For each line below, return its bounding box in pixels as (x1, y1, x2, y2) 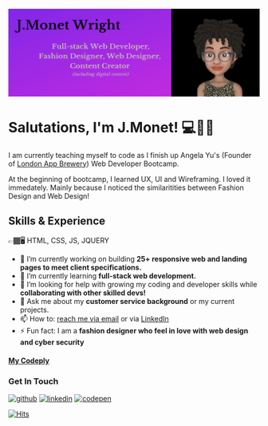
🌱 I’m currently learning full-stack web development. (19, 271, 197, 281)
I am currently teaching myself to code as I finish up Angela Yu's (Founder (8, 150, 252, 160)
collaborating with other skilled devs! (19, 288, 146, 298)
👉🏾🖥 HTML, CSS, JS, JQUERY (8, 236, 110, 246)
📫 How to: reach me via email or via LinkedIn (19, 314, 169, 324)
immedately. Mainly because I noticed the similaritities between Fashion (8, 183, 245, 192)
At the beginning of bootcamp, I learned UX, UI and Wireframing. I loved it (8, 174, 251, 183)
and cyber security (19, 337, 85, 347)
